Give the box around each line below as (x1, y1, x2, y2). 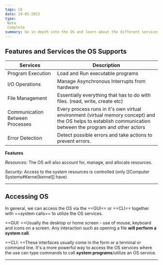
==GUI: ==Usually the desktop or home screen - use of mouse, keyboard (5, 220, 151, 225)
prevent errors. (57, 137, 91, 144)
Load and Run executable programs (57, 70, 138, 76)
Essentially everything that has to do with (57, 91, 151, 98)
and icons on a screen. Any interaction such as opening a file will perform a (5, 225, 157, 231)
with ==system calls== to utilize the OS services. (5, 210, 103, 216)
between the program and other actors (57, 124, 146, 131)
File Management (7, 95, 47, 102)
